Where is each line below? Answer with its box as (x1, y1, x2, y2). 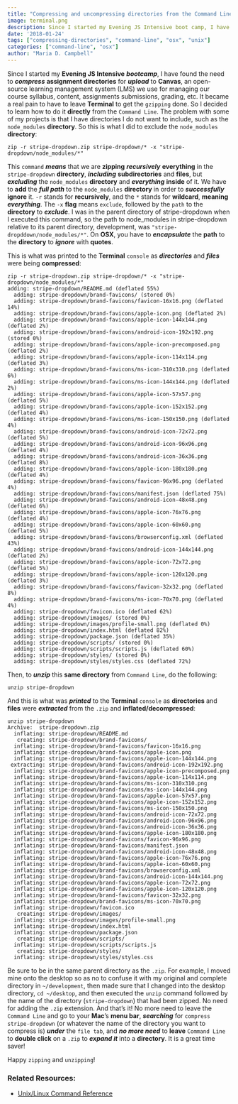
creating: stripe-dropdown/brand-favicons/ (16, 736, 147, 743)
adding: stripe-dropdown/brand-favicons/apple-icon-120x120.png (13, 571, 208, 578)
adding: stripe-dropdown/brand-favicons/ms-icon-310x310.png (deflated (13, 366, 230, 373)
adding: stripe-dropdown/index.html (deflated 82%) (13, 626, 170, 634)
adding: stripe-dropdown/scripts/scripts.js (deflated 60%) (13, 645, 195, 652)
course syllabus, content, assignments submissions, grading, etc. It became (7, 92, 229, 100)
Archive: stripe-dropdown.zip (7, 723, 100, 731)
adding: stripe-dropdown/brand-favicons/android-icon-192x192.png (13, 328, 214, 336)
